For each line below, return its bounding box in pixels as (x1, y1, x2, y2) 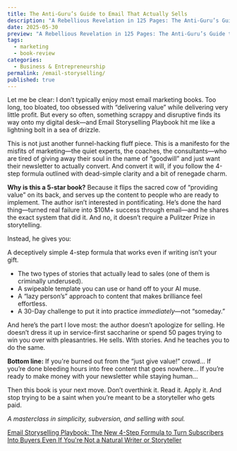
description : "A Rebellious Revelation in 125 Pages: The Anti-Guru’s (7, 17, 219, 24)
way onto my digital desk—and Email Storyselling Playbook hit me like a (7, 118, 215, 127)
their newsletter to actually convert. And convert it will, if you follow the (7, 162, 214, 171)
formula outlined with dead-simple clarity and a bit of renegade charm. (21, 169, 228, 178)
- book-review (13, 50, 55, 57)
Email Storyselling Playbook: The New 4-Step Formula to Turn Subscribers (7, 428, 224, 437)
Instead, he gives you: (7, 234, 72, 243)
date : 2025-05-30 (7, 23, 59, 30)
